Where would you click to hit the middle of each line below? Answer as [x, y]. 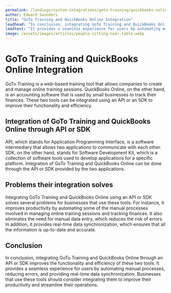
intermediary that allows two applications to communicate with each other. [83, 147]
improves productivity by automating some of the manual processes [77, 208]
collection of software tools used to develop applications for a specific [79, 158]
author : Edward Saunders [32, 15]
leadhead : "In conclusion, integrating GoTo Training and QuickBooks [81, 24]
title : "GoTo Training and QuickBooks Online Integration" [69, 19]
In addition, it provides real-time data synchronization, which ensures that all [85, 224]
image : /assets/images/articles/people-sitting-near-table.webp [75, 34]
